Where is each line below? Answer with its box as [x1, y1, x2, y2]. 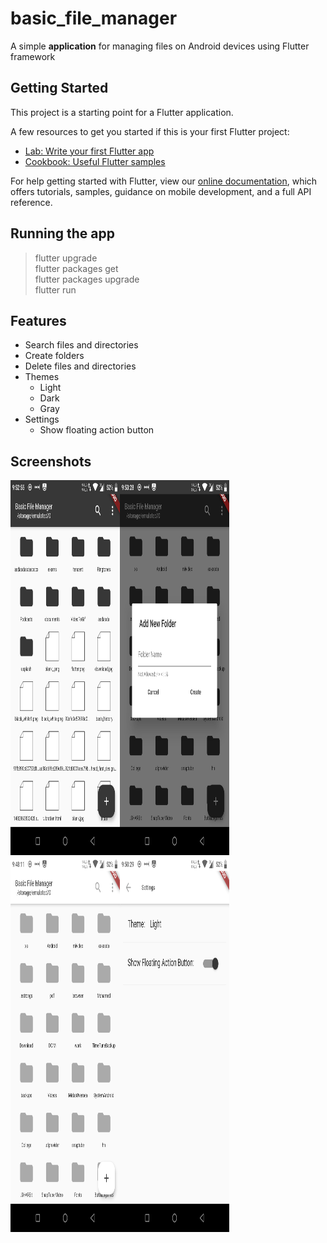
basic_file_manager [10, 7, 178, 30]
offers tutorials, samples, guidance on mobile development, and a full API [10, 185, 312, 197]
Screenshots [10, 453, 92, 470]
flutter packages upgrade [34, 273, 140, 285]
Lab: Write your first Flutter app [24, 145, 155, 157]
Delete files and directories [24, 360, 137, 372]
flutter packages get [34, 262, 119, 274]
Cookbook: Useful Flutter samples [24, 155, 166, 167]
